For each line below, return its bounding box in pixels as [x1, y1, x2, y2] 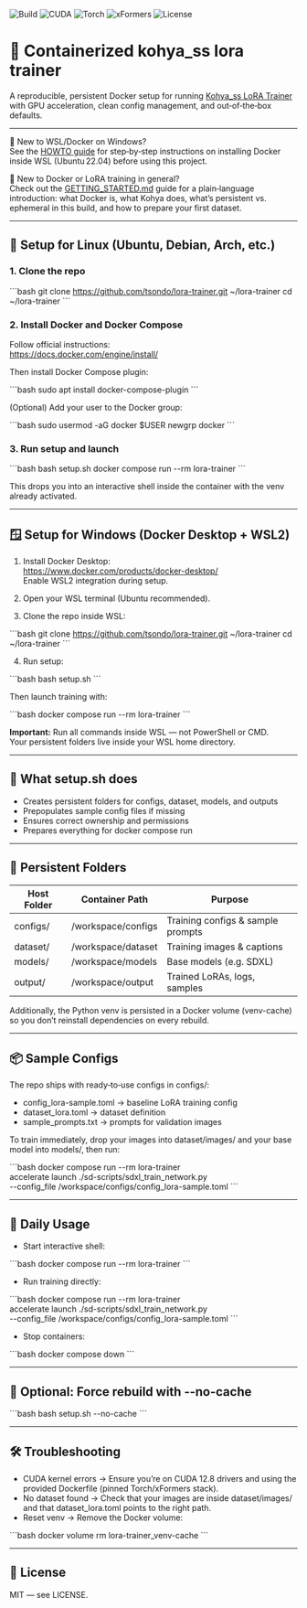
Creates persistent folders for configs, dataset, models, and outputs [22, 796, 279, 807]
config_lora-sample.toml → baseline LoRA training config [22, 1098, 238, 1109]
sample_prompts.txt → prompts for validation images [22, 1117, 222, 1128]
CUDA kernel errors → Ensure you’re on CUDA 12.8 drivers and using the [22, 1473, 297, 1484]
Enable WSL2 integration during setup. [22, 575, 169, 586]
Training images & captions [166, 940, 283, 953]
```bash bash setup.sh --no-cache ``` [9, 1409, 148, 1420]
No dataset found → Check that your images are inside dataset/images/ [22, 1492, 292, 1504]
